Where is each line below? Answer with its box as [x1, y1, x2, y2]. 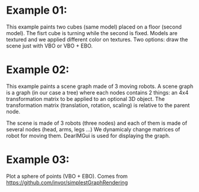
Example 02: [6, 63, 70, 77]
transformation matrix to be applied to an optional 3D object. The [6, 95, 165, 102]
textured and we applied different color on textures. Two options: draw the [6, 36, 188, 43]
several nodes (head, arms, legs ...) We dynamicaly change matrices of [6, 125, 181, 133]
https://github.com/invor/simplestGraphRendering [6, 179, 128, 186]
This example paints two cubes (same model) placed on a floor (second [6, 23, 182, 30]
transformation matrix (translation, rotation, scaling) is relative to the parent [6, 102, 190, 109]
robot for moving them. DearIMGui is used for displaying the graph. [6, 132, 170, 139]
